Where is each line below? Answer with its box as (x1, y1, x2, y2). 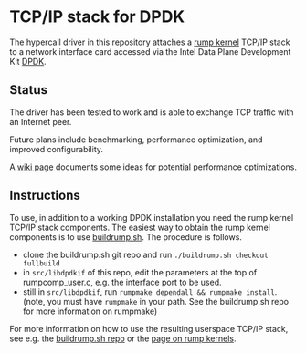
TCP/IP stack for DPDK (9, 6, 185, 27)
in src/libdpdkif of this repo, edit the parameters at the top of (22, 266, 258, 277)
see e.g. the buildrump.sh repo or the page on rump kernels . (9, 333, 237, 344)
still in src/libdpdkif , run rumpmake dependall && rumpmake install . (22, 286, 278, 297)
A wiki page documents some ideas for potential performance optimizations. (9, 161, 298, 172)
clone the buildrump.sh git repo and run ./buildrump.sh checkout (22, 249, 269, 260)
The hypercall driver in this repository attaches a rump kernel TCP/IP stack (9, 36, 290, 47)
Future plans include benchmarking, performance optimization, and (9, 134, 263, 145)
